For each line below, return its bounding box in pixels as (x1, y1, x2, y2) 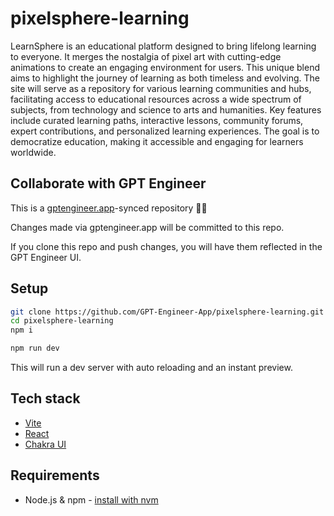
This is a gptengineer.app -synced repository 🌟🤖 (10, 202, 208, 214)
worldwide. (10, 146, 57, 158)
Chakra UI (24, 438, 67, 450)
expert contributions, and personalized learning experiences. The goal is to (10, 125, 320, 137)
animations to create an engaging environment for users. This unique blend (10, 61, 320, 73)
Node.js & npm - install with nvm (24, 493, 159, 506)
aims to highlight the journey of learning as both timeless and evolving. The (10, 72, 320, 84)
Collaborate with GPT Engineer (10, 175, 207, 192)
